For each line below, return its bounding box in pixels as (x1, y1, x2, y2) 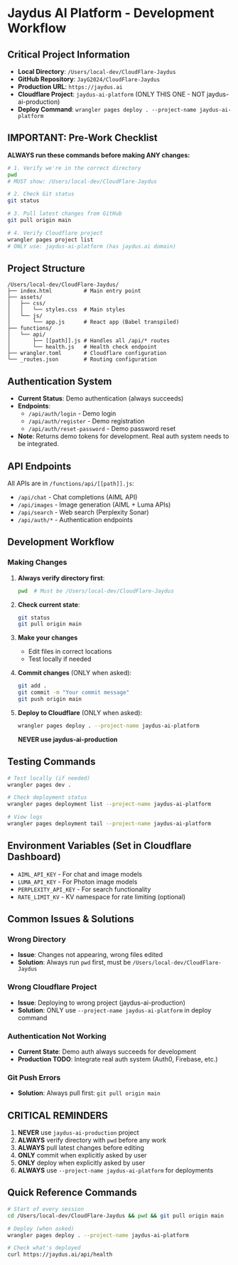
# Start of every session (7, 1205, 84, 1212)
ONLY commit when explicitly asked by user (17, 1151, 147, 1160)
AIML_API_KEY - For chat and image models (17, 869, 143, 878)
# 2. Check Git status (7, 191, 75, 198)
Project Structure (7, 262, 85, 275)
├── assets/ (7, 294, 43, 301)
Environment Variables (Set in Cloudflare (7, 840, 192, 852)
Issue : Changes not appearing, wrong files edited (17, 951, 163, 959)
